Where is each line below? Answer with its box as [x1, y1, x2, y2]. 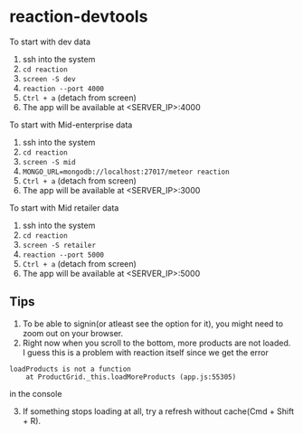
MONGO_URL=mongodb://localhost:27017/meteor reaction [22, 167, 230, 176]
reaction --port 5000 [22, 250, 104, 259]
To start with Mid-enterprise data [9, 119, 133, 130]
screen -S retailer [22, 241, 97, 250]
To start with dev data [9, 36, 91, 47]
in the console [9, 388, 62, 399]
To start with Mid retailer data [9, 202, 119, 213]
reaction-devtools [9, 6, 148, 27]
